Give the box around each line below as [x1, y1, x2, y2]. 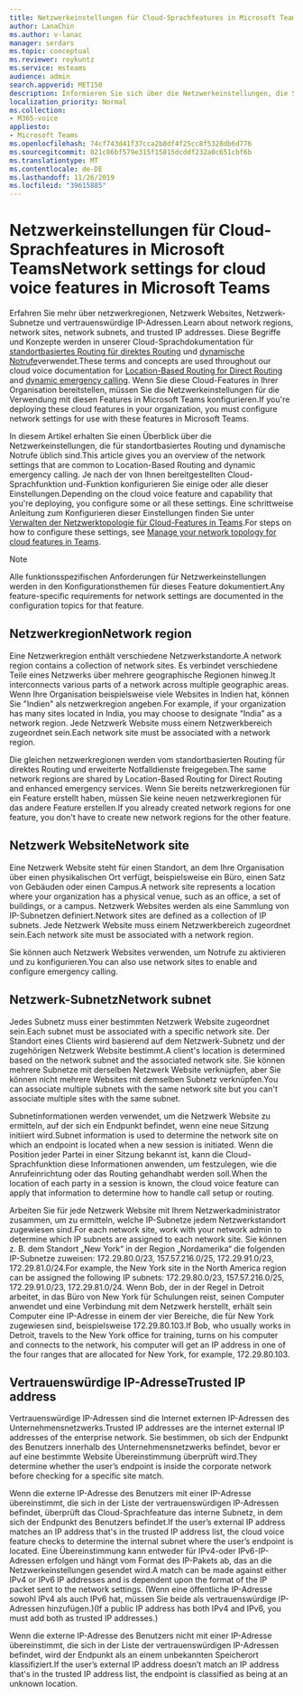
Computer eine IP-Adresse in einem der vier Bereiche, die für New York [9, 1310, 275, 1321]
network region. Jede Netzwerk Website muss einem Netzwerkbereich [9, 717, 272, 728]
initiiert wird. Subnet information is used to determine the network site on [9, 1129, 279, 1140]
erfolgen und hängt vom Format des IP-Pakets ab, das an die [46, 1555, 272, 1566]
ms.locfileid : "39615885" [9, 182, 106, 191]
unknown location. [9, 1678, 78, 1690]
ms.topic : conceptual [9, 47, 91, 56]
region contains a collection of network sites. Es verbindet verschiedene [9, 660, 278, 670]
